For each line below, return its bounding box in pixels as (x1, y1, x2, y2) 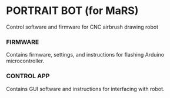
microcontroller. (6, 57, 45, 65)
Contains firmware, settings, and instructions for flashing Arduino (6, 51, 165, 58)
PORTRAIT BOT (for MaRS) (6, 4, 139, 17)
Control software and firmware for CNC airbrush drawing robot (6, 23, 159, 30)
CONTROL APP (6, 72, 50, 80)
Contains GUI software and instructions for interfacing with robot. (6, 85, 165, 92)
